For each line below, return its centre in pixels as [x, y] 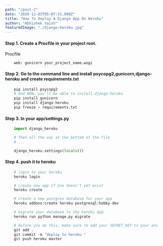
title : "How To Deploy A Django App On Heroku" [54, 19]
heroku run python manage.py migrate [52, 217]
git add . [24, 230]
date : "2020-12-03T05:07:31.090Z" [40, 14]
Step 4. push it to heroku [31, 162]
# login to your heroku [38, 172]
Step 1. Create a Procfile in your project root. [51, 43]
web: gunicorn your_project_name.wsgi [53, 63]
